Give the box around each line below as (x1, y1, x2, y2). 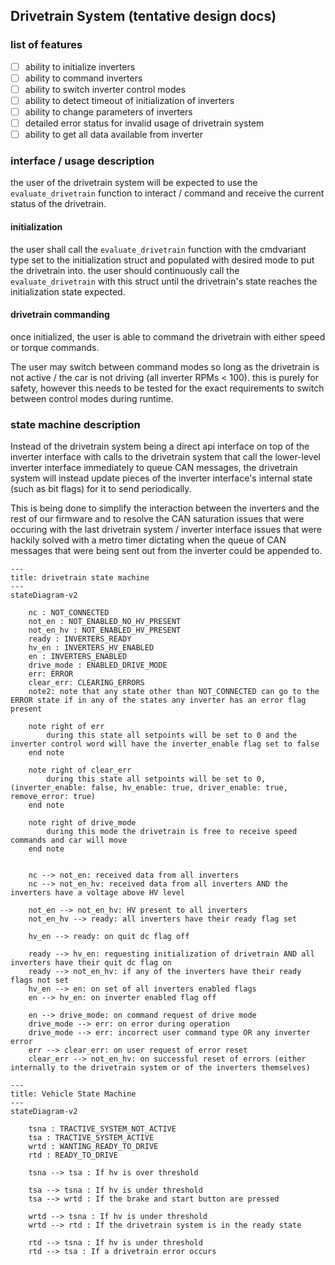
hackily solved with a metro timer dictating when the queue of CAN (10, 534, 287, 546)
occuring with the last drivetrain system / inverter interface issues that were (10, 524, 322, 536)
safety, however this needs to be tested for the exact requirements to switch (10, 382, 325, 394)
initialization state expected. (10, 285, 126, 298)
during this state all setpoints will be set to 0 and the (46, 730, 298, 741)
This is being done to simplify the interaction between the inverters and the (10, 502, 320, 514)
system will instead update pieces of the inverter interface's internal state (10, 472, 313, 484)
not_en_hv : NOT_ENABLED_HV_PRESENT (28, 625, 182, 636)
